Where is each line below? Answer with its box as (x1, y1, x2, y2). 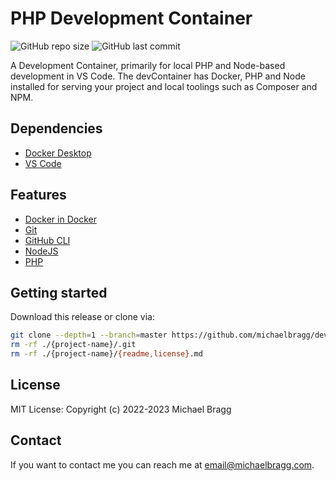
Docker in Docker (24, 213, 97, 225)
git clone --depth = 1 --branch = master (10, 330, 168, 341)
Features (10, 187, 67, 204)
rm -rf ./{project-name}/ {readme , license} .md (10, 349, 203, 359)
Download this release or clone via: (10, 311, 155, 323)
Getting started (10, 284, 108, 301)
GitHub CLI (24, 234, 71, 246)
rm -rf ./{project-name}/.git (10, 340, 137, 350)
